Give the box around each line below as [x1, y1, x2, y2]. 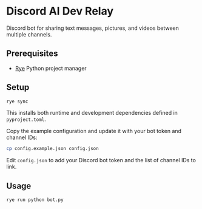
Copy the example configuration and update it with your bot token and [6, 128, 182, 135]
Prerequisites [6, 49, 58, 59]
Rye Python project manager [15, 64, 87, 72]
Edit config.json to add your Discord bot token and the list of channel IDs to [6, 157, 196, 164]
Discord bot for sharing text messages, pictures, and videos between [6, 24, 179, 32]
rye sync [6, 98, 29, 104]
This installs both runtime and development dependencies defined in [6, 109, 178, 117]
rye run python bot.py [6, 197, 64, 203]
